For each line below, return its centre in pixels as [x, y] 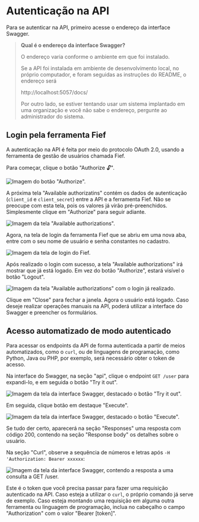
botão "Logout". [26, 277]
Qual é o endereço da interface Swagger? [73, 45]
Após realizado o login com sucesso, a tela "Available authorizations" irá [94, 264]
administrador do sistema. [53, 116]
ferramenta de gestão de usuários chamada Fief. [66, 156]
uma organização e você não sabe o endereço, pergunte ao [94, 110]
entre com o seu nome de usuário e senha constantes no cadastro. [88, 241]
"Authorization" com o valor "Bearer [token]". [61, 513]
